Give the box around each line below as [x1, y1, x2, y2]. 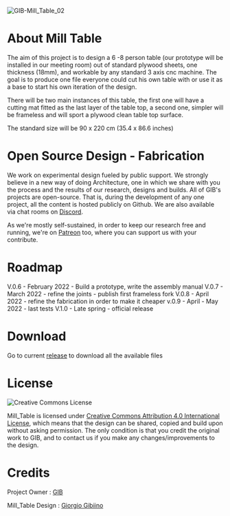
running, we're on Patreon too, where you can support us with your [7, 228, 197, 236]
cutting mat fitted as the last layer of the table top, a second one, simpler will [7, 103, 224, 112]
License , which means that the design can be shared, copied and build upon [7, 419, 223, 427]
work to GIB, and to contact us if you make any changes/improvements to [7, 433, 215, 442]
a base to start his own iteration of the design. [7, 83, 137, 91]
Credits [7, 465, 50, 480]
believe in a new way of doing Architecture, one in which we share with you [7, 178, 221, 186]
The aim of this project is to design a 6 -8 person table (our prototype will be [7, 53, 224, 61]
